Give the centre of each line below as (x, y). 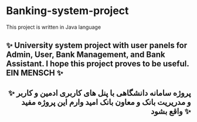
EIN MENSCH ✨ (35, 73)
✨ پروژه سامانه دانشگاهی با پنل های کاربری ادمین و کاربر (99, 93)
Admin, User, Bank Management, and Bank (86, 55)
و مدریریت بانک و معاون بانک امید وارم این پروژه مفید (106, 102)
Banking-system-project (67, 11)
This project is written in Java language (54, 27)
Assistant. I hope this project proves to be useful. (98, 64)
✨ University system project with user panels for (97, 45)
